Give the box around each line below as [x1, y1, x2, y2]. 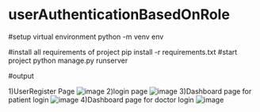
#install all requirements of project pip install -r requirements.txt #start [8, 47, 238, 56]
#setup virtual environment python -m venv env [8, 32, 164, 41]
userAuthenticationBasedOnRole [8, 6, 230, 24]
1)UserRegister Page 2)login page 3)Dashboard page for [8, 86, 252, 96]
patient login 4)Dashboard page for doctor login [8, 95, 194, 104]
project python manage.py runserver [8, 56, 128, 65]
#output [8, 71, 34, 80]
